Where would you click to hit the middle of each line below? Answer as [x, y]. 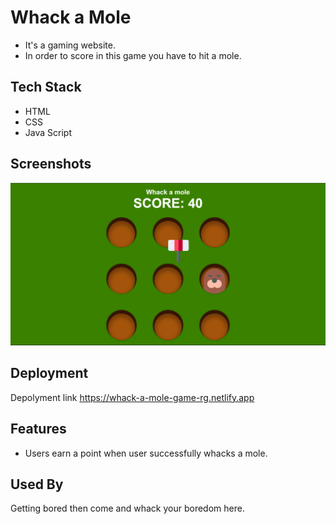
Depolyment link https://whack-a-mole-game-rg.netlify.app [132, 397]
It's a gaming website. [70, 45]
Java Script [48, 132]
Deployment [49, 373]
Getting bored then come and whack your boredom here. [127, 508]
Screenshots [51, 164]
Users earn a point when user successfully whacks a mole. [146, 453]
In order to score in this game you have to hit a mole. [133, 55]
